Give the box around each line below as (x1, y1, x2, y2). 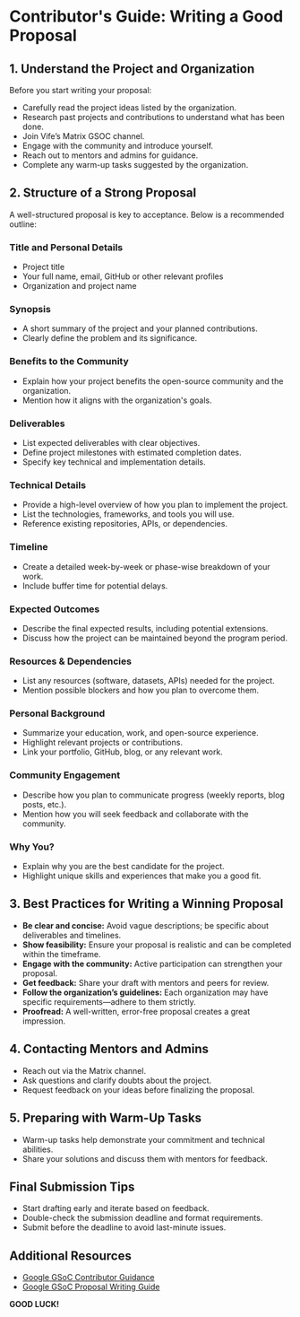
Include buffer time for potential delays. (21, 580, 168, 591)
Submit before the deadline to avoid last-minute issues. (21, 1222, 227, 1233)
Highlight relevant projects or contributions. (21, 737, 184, 748)
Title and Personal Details (9, 240, 124, 253)
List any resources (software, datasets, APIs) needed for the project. (21, 676, 275, 686)
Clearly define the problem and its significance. (21, 333, 198, 344)
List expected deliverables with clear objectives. (21, 438, 201, 448)
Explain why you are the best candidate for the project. (21, 861, 226, 872)
